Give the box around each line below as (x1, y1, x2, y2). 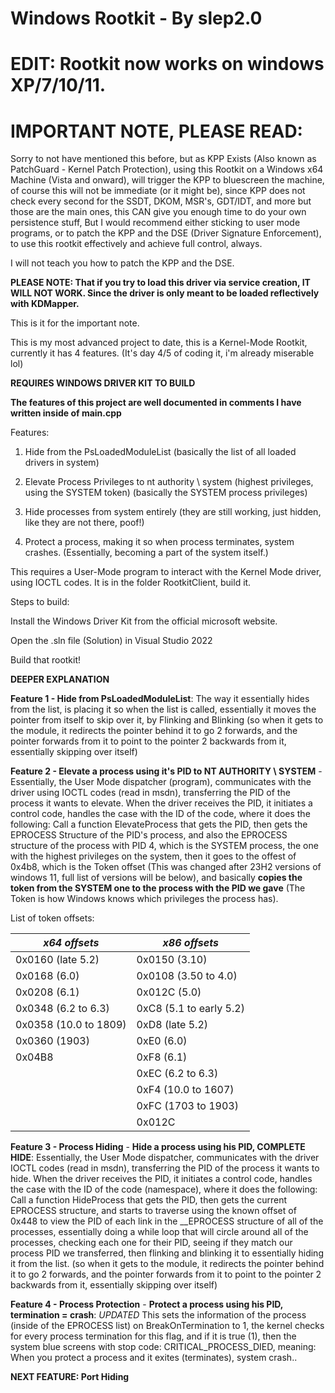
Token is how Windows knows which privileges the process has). (10, 893, 279, 905)
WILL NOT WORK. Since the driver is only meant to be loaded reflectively (10, 287, 320, 299)
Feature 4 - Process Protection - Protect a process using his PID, (10, 1298, 284, 1311)
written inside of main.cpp (10, 407, 122, 419)
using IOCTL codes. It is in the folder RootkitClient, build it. (10, 577, 252, 589)
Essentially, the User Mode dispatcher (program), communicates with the (10, 776, 312, 788)
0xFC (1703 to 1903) (136, 1099, 239, 1113)
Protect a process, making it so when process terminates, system (24, 536, 295, 548)
